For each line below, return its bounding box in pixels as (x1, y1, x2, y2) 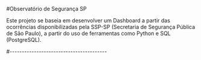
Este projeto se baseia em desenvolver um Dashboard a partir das (6, 17, 171, 24)
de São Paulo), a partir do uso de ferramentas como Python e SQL (6, 30, 171, 37)
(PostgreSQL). (6, 36, 42, 43)
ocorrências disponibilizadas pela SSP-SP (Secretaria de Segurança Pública (6, 24, 196, 30)
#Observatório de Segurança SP (6, 5, 87, 12)
